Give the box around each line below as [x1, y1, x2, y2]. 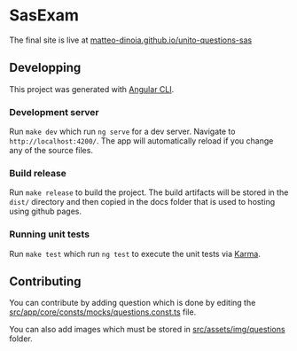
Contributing [9, 274, 82, 289]
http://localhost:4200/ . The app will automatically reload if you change [9, 136, 274, 146]
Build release [9, 167, 66, 179]
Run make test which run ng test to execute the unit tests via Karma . [9, 248, 262, 259]
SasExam [9, 5, 80, 26]
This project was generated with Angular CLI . [9, 83, 175, 94]
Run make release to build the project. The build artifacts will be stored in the [9, 187, 289, 198]
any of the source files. [9, 145, 93, 156]
